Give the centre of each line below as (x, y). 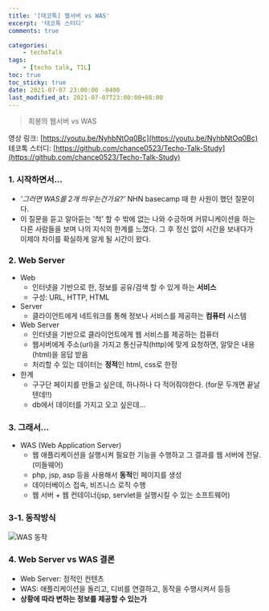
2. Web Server (37, 260)
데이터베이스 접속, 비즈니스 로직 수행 (89, 485)
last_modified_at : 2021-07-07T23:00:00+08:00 (86, 97)
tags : (17, 60)
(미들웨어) (48, 465)
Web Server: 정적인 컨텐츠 (62, 578)
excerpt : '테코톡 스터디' (47, 23)
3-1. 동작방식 (32, 518)
